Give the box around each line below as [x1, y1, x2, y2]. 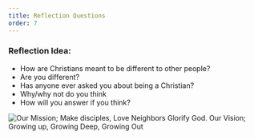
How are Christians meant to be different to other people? [19, 63, 211, 73]
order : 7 [8, 19, 38, 27]
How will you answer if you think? [19, 97, 131, 107]
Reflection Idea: [8, 46, 71, 57]
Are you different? [19, 72, 80, 81]
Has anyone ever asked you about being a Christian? [19, 81, 195, 90]
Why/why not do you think [19, 89, 107, 98]
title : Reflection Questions [8, 11, 106, 20]
